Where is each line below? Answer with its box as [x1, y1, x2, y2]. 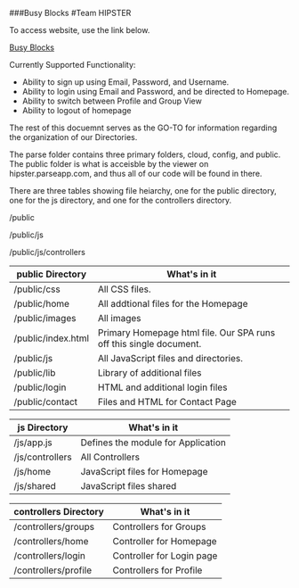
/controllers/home [13, 535, 89, 547]
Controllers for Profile [112, 564, 203, 576]
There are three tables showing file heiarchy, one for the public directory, [9, 186, 278, 195]
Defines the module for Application [80, 436, 227, 449]
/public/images [13, 312, 77, 324]
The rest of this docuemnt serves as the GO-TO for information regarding [9, 122, 278, 133]
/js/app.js [13, 436, 53, 449]
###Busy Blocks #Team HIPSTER [9, 8, 132, 18]
